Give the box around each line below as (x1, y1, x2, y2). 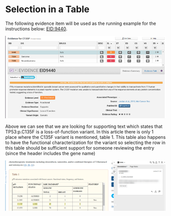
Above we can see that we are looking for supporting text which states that (5, 123, 163, 130)
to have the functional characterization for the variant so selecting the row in (5, 139, 165, 146)
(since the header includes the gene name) (5, 151, 96, 157)
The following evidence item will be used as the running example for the (5, 20, 156, 26)
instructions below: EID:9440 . (5, 25, 68, 31)
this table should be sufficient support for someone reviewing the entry (5, 145, 154, 151)
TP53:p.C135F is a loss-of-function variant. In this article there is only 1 (5, 129, 154, 135)
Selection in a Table (5, 4, 90, 15)
